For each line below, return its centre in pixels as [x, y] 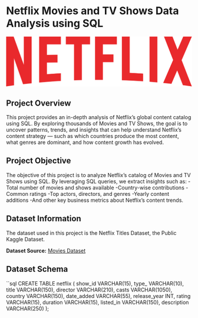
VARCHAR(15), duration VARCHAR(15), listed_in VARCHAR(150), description [98, 302]
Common [17, 194]
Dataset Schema [37, 269]
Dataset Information [44, 219]
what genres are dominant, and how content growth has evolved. [85, 142]
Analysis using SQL [55, 23]
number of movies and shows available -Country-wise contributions [102, 188]
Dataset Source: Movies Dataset [46, 250]
